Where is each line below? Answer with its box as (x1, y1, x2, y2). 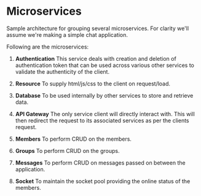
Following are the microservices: (6, 43, 89, 50)
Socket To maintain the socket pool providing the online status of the (15, 177, 191, 185)
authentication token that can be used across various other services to (15, 61, 195, 69)
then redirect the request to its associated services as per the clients (15, 117, 189, 124)
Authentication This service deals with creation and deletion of (15, 55, 176, 62)
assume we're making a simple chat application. (6, 31, 128, 38)
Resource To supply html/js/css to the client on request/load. (15, 80, 171, 87)
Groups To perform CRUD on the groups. (15, 147, 120, 154)
